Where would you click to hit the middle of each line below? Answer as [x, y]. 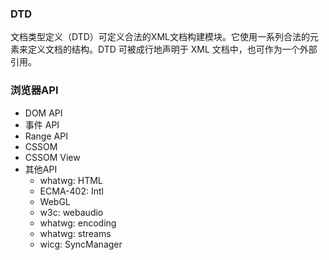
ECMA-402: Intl [71, 191]
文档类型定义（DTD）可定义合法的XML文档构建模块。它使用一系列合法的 [160, 37]
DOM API [43, 113]
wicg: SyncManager [81, 244]
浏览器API [34, 90]
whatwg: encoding [78, 223]
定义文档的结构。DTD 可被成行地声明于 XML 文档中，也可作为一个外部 [172, 49]
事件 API [42, 124]
